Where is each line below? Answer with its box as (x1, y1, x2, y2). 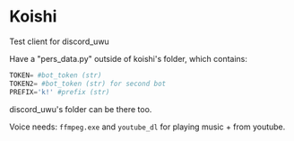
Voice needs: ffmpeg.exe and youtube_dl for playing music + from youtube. (9, 121, 286, 132)
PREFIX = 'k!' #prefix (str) (9, 87, 110, 96)
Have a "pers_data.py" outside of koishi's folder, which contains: (9, 53, 248, 64)
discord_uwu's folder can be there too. (9, 103, 152, 114)
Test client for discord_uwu (9, 36, 109, 47)
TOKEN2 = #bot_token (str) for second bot (9, 79, 167, 88)
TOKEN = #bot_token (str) (9, 70, 102, 80)
